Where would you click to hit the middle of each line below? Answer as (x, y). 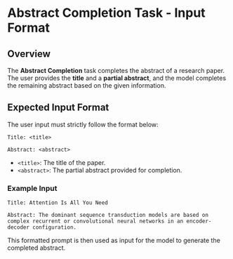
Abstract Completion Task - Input (106, 13)
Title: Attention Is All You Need (58, 203)
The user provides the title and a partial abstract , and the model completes (117, 78)
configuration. (55, 227)
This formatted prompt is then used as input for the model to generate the (114, 241)
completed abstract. (36, 248)
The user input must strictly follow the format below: (83, 124)
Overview (29, 54)
